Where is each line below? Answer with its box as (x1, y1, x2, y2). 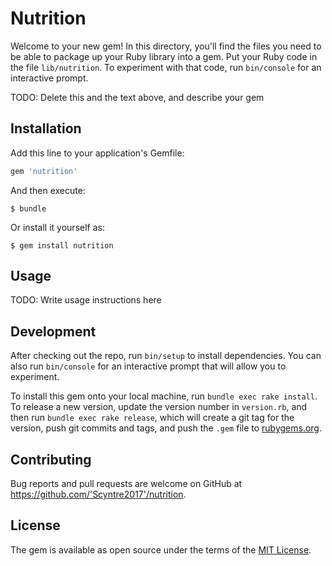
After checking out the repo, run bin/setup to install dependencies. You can (10, 350, 322, 362)
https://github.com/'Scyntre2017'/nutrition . (10, 488, 187, 501)
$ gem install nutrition (10, 240, 114, 251)
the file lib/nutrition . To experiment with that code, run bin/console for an (10, 61, 322, 73)
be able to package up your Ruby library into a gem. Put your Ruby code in (10, 50, 318, 62)
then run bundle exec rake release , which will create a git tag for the (10, 412, 295, 424)
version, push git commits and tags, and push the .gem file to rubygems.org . (10, 422, 323, 434)
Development (10, 323, 97, 340)
